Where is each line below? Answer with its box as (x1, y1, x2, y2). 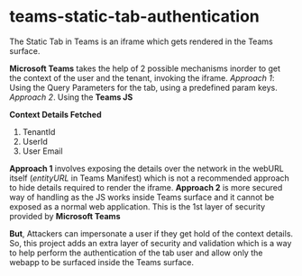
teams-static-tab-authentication (9, 6, 260, 27)
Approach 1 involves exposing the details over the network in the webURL (9, 163, 284, 174)
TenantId (22, 126, 56, 137)
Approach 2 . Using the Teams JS (9, 92, 133, 102)
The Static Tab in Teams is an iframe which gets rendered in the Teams (9, 36, 273, 47)
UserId (22, 136, 48, 147)
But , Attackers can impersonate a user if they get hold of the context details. (9, 227, 294, 239)
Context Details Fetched (9, 109, 102, 120)
